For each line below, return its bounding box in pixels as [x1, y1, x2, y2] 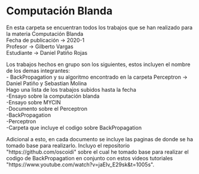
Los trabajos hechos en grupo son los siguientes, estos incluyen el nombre [6, 61, 191, 68]
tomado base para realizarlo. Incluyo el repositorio [6, 142, 130, 149]
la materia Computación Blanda [6, 30, 84, 37]
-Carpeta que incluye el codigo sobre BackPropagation [6, 124, 142, 131]
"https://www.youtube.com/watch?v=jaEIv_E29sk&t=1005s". [6, 161, 154, 168]
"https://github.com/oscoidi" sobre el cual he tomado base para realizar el [6, 148, 189, 156]
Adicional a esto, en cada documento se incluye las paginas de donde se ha [6, 135, 193, 142]
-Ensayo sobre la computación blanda [6, 92, 100, 100]
